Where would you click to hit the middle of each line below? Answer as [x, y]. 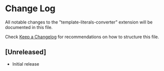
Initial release [26, 64]
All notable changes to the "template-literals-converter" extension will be [79, 22]
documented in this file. [29, 27]
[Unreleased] [26, 52]
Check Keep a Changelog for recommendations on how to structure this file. [82, 37]
